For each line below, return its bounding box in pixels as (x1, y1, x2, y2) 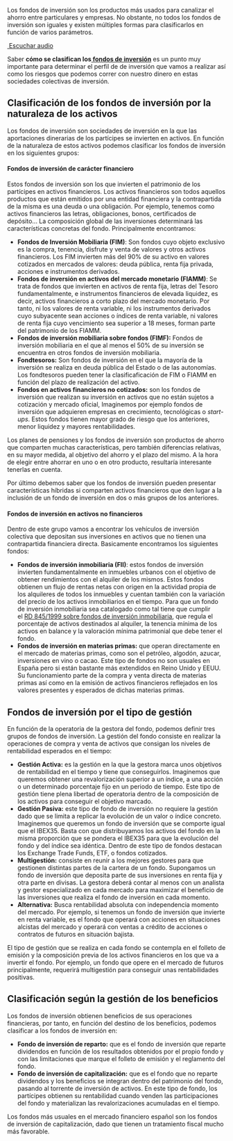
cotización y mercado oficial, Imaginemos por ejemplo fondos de (17, 400, 203, 409)
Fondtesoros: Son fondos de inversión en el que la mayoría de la (17, 356, 203, 364)
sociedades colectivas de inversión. (7, 77, 110, 85)
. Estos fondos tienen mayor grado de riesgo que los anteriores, (28, 415, 210, 423)
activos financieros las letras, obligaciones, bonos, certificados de (7, 210, 196, 218)
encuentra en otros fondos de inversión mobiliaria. (17, 349, 162, 357)
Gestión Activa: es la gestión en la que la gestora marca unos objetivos (17, 760, 222, 769)
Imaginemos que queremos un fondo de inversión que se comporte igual (17, 819, 225, 828)
